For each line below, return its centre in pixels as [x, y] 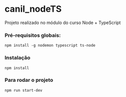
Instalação [18, 58]
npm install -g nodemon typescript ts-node [50, 46]
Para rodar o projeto [29, 80]
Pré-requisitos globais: [33, 35]
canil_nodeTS [33, 9]
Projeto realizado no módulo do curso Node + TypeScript [63, 23]
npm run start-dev [23, 90]
